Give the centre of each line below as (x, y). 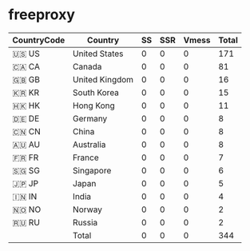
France (86, 157)
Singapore (92, 170)
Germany (90, 118)
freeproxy (42, 15)
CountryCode (39, 40)
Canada (87, 66)
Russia (85, 222)
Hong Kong (94, 106)
